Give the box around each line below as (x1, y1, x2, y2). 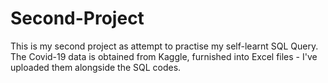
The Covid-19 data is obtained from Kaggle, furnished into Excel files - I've (10, 50, 318, 62)
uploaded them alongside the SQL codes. (10, 61, 182, 73)
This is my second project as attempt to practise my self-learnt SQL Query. (10, 40, 319, 52)
